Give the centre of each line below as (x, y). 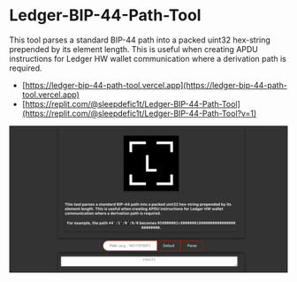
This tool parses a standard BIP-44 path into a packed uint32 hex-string (140, 40)
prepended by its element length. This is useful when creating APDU (134, 49)
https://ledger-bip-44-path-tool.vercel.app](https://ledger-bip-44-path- (156, 85)
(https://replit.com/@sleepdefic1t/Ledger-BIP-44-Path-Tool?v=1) (139, 113)
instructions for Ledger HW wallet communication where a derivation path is (148, 58)
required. (26, 68)
